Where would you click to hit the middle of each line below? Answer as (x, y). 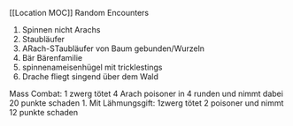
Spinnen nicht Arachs (61, 30)
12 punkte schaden (44, 112)
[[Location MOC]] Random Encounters (79, 13)
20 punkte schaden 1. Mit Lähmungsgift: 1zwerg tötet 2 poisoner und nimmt (146, 103)
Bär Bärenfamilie (52, 58)
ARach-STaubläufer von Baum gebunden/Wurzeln (113, 48)
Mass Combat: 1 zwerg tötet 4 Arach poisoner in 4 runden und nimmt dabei (146, 93)
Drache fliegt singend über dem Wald (90, 77)
